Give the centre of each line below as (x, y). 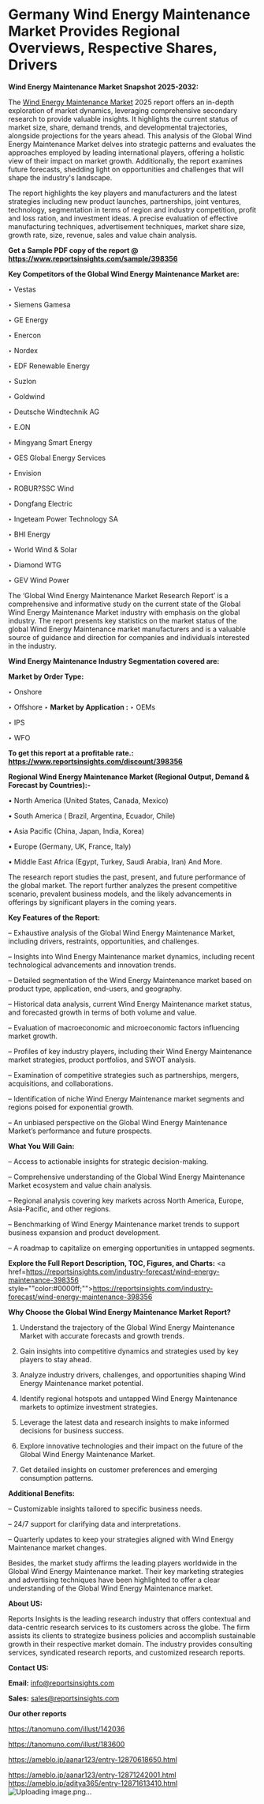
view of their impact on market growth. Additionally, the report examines (125, 160)
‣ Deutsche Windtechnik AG (54, 412)
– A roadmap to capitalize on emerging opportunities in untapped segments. (132, 1248)
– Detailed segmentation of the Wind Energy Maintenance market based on (130, 980)
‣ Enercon (25, 335)
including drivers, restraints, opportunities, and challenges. (104, 941)
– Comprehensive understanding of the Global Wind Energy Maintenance (127, 1177)
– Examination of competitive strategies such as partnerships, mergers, (124, 1075)
